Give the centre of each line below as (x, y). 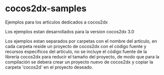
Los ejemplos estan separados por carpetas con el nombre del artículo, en (81, 41)
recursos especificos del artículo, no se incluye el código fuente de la (76, 51)
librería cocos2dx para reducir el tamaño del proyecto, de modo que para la (82, 56)
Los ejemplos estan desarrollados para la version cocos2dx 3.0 (70, 31)
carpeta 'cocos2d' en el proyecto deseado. (49, 67)
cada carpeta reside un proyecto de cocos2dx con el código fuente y (76, 46)
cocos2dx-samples (46, 9)
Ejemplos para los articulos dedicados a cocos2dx (56, 22)
